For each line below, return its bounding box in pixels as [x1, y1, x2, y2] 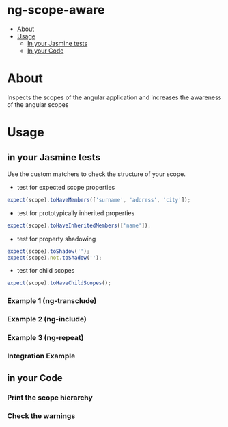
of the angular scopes [7, 100, 69, 108]
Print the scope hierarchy [7, 393, 94, 402]
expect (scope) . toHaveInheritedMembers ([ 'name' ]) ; [7, 222, 152, 229]
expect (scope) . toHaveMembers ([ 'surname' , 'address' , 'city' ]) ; [7, 196, 191, 204]
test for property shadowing [16, 234, 96, 243]
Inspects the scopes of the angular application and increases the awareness [7, 93, 222, 101]
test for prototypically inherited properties [16, 208, 135, 217]
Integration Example [7, 351, 76, 361]
